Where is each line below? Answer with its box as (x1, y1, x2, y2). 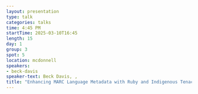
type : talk (6, 14, 33, 20)
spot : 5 (6, 52, 25, 58)
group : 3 (6, 47, 28, 53)
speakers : (6, 62, 31, 69)
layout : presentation (6, 8, 60, 15)
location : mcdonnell (6, 57, 57, 63)
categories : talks (6, 19, 51, 25)
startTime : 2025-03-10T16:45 (6, 30, 78, 36)
